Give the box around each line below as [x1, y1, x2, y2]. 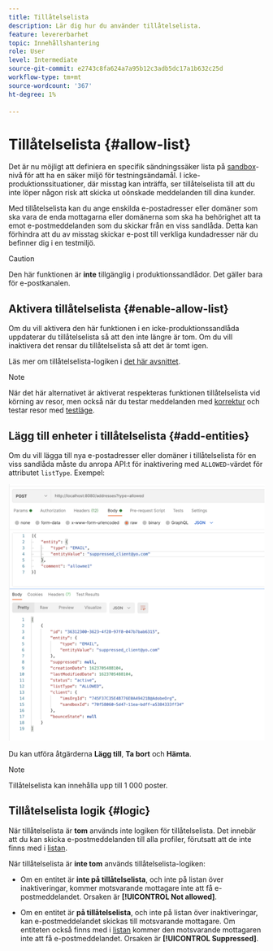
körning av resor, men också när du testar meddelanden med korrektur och [8, 397, 260, 407]
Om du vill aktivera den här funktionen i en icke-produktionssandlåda [8, 324, 240, 334]
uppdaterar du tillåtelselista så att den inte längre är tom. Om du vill [8, 332, 233, 342]
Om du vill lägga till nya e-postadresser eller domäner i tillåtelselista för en [8, 450, 257, 460]
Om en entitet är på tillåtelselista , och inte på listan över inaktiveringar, [19, 907, 258, 917]
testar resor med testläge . [8, 405, 95, 415]
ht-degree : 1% [8, 90, 57, 98]
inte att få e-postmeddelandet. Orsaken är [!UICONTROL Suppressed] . [19, 933, 259, 943]
